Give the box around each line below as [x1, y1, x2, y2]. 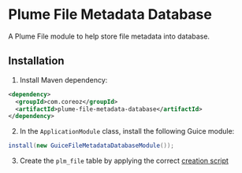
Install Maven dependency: [19, 75, 108, 84]
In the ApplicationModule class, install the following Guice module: [19, 127, 235, 136]
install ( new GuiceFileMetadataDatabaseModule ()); [8, 142, 175, 150]
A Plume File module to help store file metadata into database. [8, 31, 210, 41]
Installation [8, 54, 65, 68]
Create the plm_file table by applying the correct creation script [19, 156, 229, 166]
